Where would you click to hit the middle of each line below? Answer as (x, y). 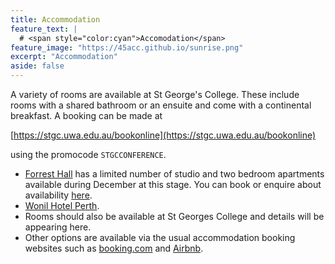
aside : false (37, 66)
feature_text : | (44, 29)
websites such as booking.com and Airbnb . (114, 248)
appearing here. (58, 227)
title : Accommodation (55, 19)
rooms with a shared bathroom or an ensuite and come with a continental (161, 105)
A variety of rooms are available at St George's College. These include (155, 94)
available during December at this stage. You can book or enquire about (173, 184)
